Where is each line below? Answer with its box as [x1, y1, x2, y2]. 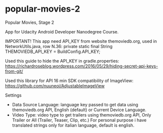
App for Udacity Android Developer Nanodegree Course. [5, 29, 119, 34]
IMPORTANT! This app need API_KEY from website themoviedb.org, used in [5, 38, 157, 44]
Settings [5, 92, 22, 98]
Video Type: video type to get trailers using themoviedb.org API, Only [12, 112, 152, 117]
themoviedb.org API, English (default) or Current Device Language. [12, 107, 147, 113]
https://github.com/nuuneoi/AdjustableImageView [5, 83, 105, 88]
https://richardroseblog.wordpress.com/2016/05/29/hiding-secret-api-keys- [5, 63, 158, 69]
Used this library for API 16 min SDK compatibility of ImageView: [5, 78, 134, 83]
